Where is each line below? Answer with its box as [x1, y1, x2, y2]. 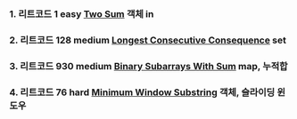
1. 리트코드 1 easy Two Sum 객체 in [9, 7, 154, 20]
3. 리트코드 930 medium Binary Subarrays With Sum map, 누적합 [9, 59, 288, 72]
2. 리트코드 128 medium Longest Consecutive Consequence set [9, 34, 287, 46]
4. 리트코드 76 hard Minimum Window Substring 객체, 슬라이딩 [9, 86, 276, 99]
